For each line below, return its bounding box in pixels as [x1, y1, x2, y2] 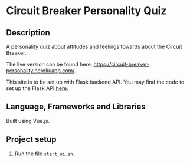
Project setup [6, 134, 57, 145]
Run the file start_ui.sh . [14, 150, 75, 157]
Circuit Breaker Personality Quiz [6, 4, 167, 18]
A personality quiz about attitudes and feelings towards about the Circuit [6, 43, 182, 50]
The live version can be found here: [6, 61, 93, 68]
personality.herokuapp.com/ [6, 67, 75, 74]
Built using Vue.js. [6, 117, 50, 124]
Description [6, 28, 50, 38]
